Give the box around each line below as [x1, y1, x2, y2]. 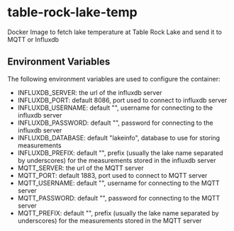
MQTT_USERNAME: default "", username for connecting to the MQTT [17, 179, 220, 187]
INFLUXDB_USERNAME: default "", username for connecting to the [17, 103, 213, 112]
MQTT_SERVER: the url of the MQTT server [17, 164, 144, 172]
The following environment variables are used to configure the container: [7, 74, 221, 83]
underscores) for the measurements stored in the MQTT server [17, 216, 202, 225]
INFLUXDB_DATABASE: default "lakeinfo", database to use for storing [17, 133, 221, 142]
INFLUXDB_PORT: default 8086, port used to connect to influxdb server [17, 96, 228, 104]
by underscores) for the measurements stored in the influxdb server [17, 156, 216, 164]
